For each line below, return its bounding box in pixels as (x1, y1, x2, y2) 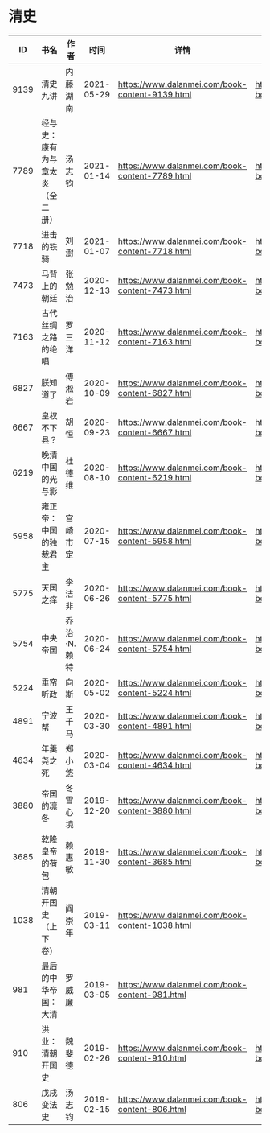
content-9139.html (117, 89, 192, 100)
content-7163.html (117, 336, 192, 347)
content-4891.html (117, 720, 192, 731)
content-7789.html (117, 170, 192, 181)
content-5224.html (117, 687, 192, 698)
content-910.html (117, 1052, 186, 1063)
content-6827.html (117, 387, 192, 398)
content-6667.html (117, 426, 192, 438)
